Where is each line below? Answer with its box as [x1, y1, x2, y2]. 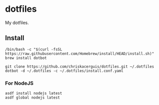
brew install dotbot [5, 55, 47, 60]
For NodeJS [5, 79, 34, 86]
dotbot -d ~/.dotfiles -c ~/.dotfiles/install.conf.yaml [5, 68, 124, 73]
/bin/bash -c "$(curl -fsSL [5, 47, 63, 52]
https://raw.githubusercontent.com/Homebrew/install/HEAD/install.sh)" [5, 51, 154, 56]
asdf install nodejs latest [5, 91, 63, 96]
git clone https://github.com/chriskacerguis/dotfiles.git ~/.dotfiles [5, 64, 154, 69]
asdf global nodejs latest [5, 95, 60, 100]
